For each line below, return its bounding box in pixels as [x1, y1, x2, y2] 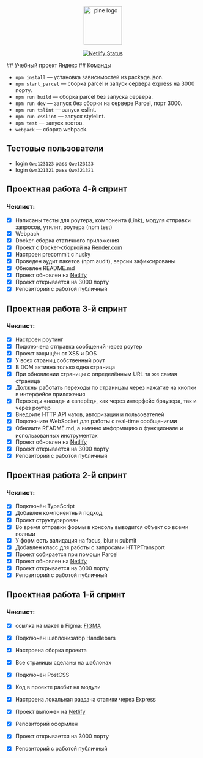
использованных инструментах [15, 431, 98, 439]
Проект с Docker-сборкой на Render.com [15, 244, 122, 251]
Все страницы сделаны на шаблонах [15, 659, 112, 666]
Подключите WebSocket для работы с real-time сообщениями [15, 417, 177, 425]
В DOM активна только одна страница [15, 363, 115, 371]
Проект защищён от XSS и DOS [15, 349, 97, 357]
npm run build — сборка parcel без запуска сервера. [15, 93, 153, 100]
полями [15, 530, 35, 538]
